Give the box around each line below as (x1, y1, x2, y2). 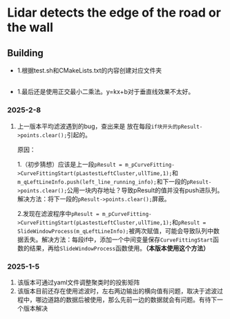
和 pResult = (171, 218, 207, 226)
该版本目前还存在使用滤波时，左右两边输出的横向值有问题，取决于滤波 (17, 286, 218, 295)
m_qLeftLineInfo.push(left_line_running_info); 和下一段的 (17, 177, 187, 185)
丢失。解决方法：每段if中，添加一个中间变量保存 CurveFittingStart (23, 235, 213, 244)
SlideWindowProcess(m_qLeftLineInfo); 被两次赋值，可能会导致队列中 (17, 226, 214, 235)
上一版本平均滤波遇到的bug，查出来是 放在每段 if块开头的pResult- (17, 122, 203, 130)
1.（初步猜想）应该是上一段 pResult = (17, 160, 122, 168)
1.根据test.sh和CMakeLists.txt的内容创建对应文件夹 (17, 66, 162, 74)
